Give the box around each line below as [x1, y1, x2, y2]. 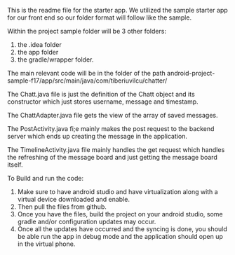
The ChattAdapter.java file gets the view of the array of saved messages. [7, 111, 219, 119]
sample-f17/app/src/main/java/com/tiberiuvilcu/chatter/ [7, 76, 168, 85]
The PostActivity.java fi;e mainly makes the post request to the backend [7, 125, 215, 132]
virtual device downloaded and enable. [17, 195, 130, 203]
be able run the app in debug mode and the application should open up [17, 233, 223, 240]
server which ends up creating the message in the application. [7, 132, 188, 140]
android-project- [167, 69, 215, 77]
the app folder [17, 48, 59, 56]
